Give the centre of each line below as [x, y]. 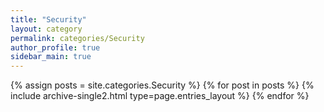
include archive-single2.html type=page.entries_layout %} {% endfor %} [160, 96]
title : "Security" [48, 19]
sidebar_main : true [51, 57]
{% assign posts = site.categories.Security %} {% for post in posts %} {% [162, 85]
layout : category [46, 29]
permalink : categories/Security [77, 38]
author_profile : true [55, 47]
